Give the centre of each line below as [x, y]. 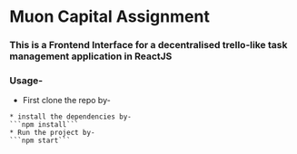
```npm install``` [44, 125]
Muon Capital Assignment [110, 17]
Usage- [26, 81]
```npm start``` [40, 141]
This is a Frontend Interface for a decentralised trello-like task [148, 45]
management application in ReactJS [91, 56]
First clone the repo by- [66, 101]
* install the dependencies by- [70, 117]
